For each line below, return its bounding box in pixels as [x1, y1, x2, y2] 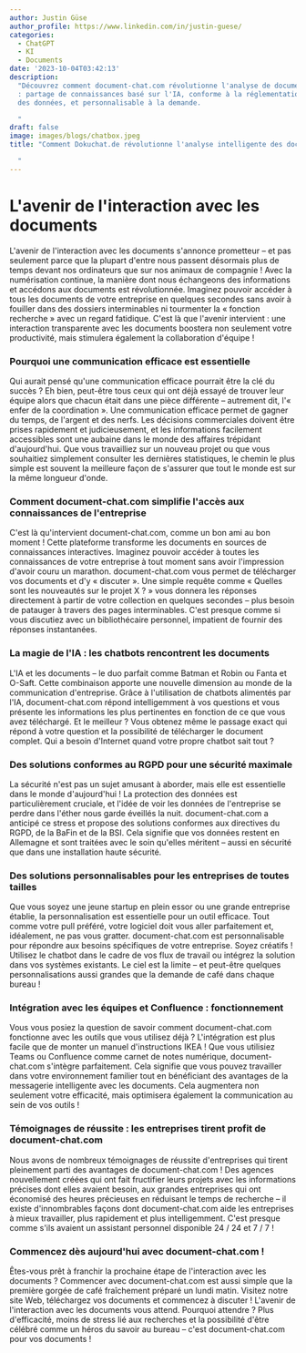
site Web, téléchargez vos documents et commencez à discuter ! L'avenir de [9, 1295, 296, 1306]
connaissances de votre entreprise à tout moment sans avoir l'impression [9, 557, 285, 568]
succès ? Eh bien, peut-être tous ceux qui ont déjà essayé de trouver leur [9, 384, 284, 396]
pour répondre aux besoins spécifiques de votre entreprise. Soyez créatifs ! [9, 940, 293, 951]
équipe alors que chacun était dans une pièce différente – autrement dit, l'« [9, 395, 291, 405]
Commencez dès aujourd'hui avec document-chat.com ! [9, 1245, 265, 1257]
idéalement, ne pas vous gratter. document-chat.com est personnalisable [9, 930, 285, 941]
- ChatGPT [17, 38, 55, 48]
